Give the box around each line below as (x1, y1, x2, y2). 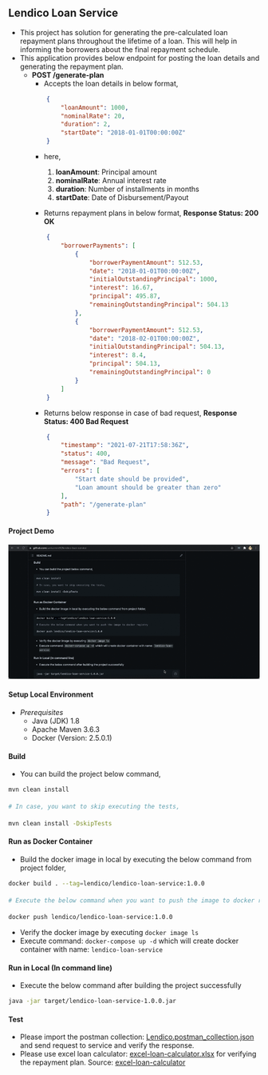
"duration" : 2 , (60, 120, 112, 129)
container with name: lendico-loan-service (19, 945, 164, 954)
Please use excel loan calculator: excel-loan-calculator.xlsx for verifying (19, 1049, 257, 1059)
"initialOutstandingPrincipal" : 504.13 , (89, 343, 226, 351)
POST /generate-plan (31, 70, 104, 79)
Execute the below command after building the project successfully (19, 981, 242, 990)
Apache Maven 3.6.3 (31, 725, 100, 734)
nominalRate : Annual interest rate (55, 176, 167, 186)
